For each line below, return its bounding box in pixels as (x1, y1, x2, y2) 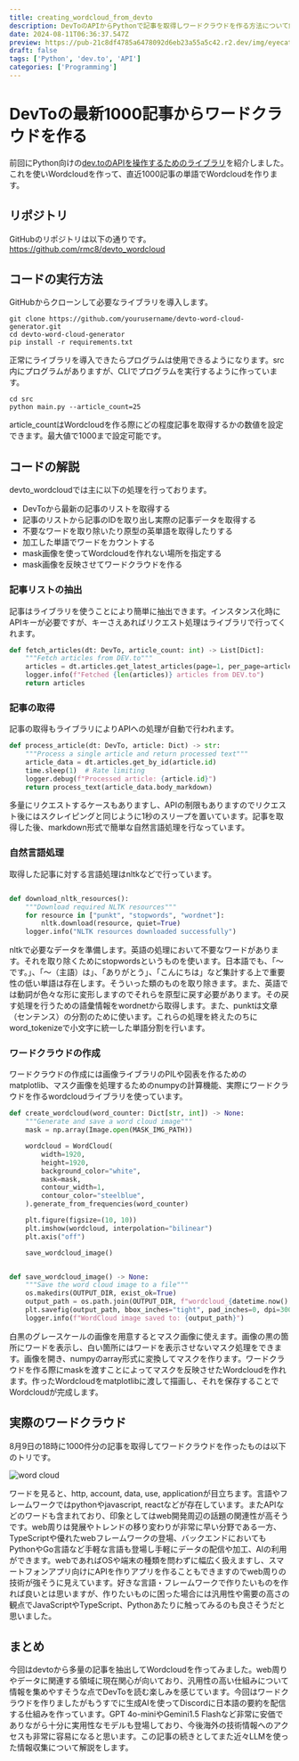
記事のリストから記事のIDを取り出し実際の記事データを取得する (21, 514, 256, 526)
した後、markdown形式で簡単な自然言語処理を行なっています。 (16, 822, 250, 833)
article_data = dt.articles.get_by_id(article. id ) (25, 758, 217, 766)
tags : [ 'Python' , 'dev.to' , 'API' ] (9, 54, 141, 63)
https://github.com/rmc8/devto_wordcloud (9, 243, 166, 254)
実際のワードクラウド (9, 1415, 126, 1430)
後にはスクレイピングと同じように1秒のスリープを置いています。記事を (16, 811, 277, 822)
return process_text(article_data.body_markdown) (25, 782, 214, 791)
